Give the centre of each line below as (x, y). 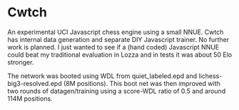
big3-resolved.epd (35, 83)
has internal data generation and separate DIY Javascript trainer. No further (118, 39)
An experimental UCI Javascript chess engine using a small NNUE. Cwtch (116, 32)
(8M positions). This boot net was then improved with (142, 83)
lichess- (210, 76)
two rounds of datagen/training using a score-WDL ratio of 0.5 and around (117, 91)
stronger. (21, 62)
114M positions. (30, 98)
